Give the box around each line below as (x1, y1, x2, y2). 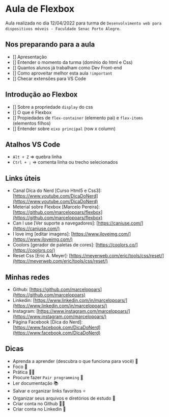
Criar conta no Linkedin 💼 (12, 406, 66, 412)
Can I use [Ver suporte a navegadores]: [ (12, 220, 98, 226)
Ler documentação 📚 (12, 380, 59, 386)
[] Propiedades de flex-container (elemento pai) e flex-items (12, 114, 144, 120)
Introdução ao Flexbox (5, 90, 78, 99)
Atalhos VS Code (5, 140, 61, 149)
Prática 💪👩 (12, 369, 35, 375)
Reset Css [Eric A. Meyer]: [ (12, 253, 71, 259)
